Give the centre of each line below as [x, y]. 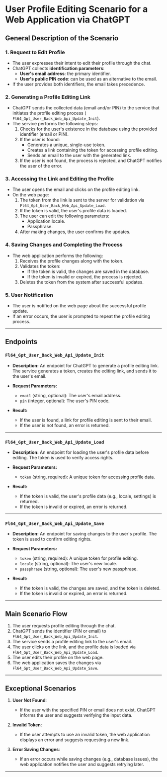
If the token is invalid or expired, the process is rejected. [85, 276]
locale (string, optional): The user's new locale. [69, 564]
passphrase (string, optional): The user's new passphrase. [79, 569]
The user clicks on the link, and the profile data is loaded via [74, 647]
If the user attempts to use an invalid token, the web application [85, 734]
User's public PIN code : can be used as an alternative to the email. [88, 79]
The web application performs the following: [58, 256]
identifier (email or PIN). [44, 134]
